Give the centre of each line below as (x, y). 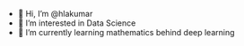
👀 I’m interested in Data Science (77, 23)
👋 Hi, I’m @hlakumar (55, 14)
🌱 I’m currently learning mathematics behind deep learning (126, 32)
